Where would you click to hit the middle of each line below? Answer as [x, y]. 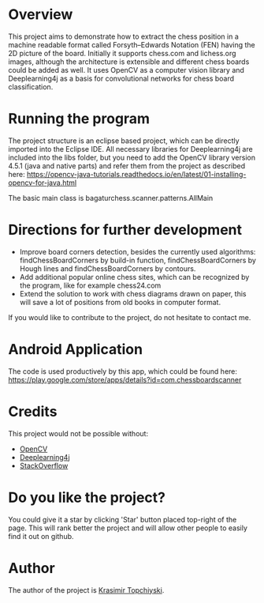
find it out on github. [41, 536]
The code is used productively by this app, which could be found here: [123, 371]
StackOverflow [44, 465]
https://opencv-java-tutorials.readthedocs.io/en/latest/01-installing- [136, 174]
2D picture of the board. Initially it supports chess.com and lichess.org [122, 53]
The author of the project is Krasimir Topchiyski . [86, 590]
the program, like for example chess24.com [90, 285]
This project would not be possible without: [78, 433]
